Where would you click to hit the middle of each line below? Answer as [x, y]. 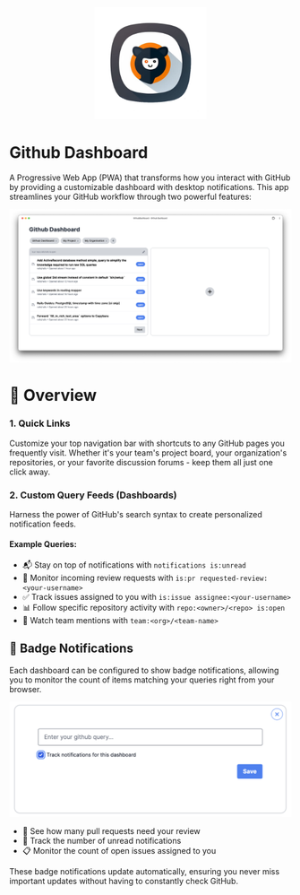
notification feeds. [43, 524]
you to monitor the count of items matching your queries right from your [142, 680]
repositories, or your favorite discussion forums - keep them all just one [141, 462]
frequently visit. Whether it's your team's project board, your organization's [148, 452]
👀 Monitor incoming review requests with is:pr [109, 578]
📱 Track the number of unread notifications [102, 840]
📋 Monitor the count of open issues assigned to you [119, 850]
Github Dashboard [79, 153]
